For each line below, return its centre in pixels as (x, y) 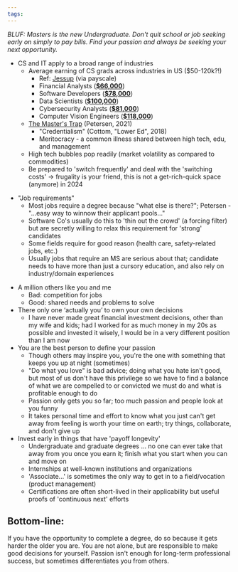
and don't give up (54, 430)
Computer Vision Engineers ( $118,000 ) (96, 116)
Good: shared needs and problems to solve (91, 302)
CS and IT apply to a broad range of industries (86, 63)
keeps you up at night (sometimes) (79, 363)
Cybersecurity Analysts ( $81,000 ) (89, 108)
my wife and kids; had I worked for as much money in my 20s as (122, 325)
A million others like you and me (64, 287)
